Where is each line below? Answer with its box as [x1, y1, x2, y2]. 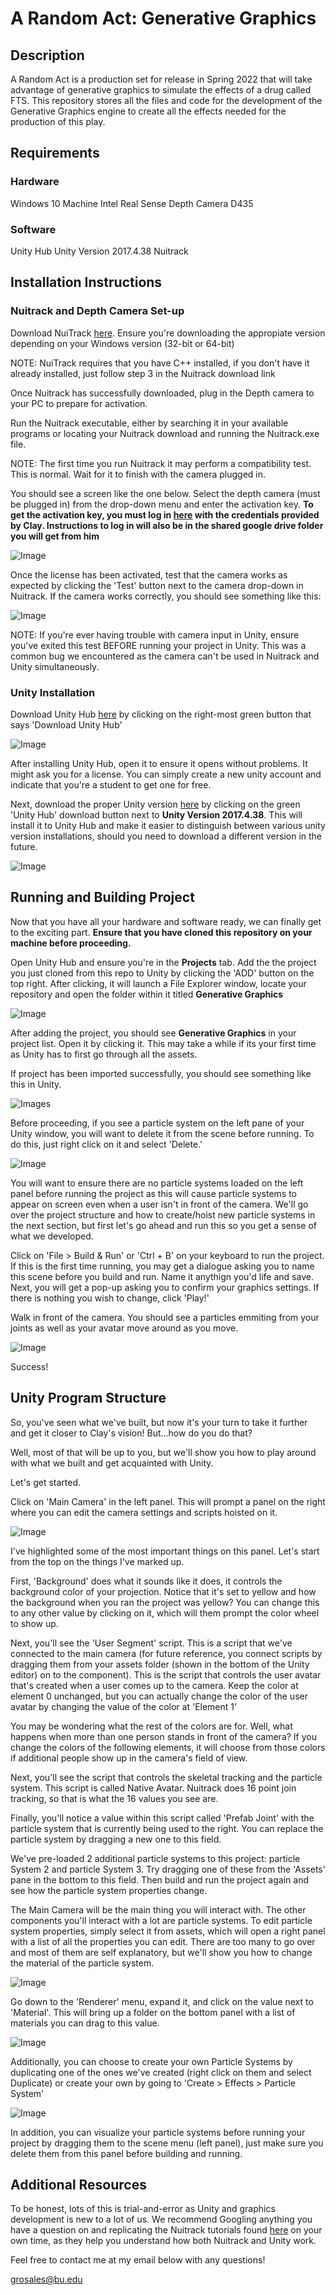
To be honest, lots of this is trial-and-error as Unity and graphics [10, 2203, 276, 2215]
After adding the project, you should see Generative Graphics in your [10, 1027, 297, 1039]
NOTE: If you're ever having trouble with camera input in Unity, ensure [10, 628, 300, 641]
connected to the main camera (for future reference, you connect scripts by [10, 1647, 323, 1659]
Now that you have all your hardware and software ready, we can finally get [10, 915, 322, 927]
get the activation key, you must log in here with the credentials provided [10, 508, 320, 521]
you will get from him [10, 530, 100, 542]
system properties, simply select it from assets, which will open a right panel [10, 1925, 326, 1937]
